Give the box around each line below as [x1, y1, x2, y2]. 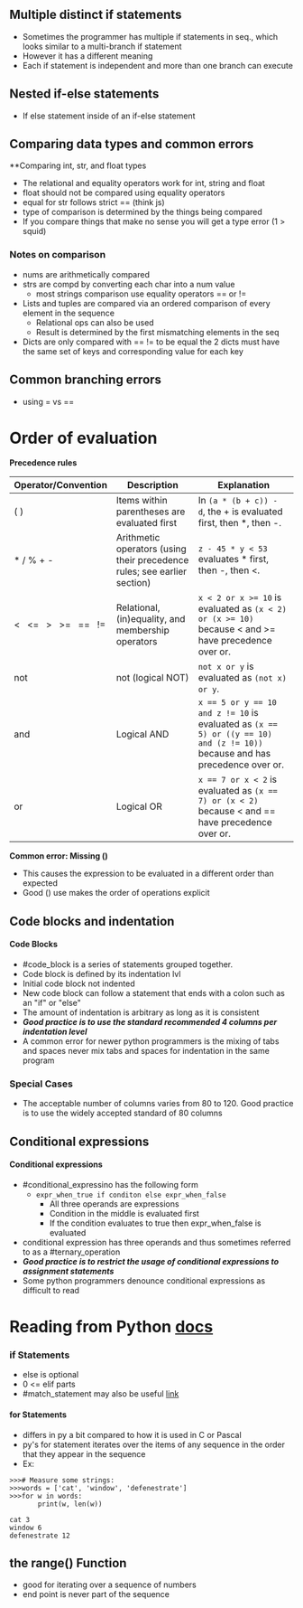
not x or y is [197, 660, 254, 672]
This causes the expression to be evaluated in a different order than [22, 868, 274, 879]
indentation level [22, 1026, 87, 1038]
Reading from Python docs [9, 1317, 214, 1337]
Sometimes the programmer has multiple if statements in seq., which [22, 31, 279, 42]
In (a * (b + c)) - [197, 494, 278, 507]
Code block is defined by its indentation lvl [22, 969, 181, 980]
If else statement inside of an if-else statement [22, 110, 196, 121]
